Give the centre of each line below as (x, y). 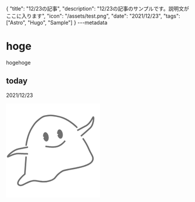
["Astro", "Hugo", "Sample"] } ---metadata (57, 23)
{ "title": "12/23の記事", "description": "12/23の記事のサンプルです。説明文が (97, 9)
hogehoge (18, 62)
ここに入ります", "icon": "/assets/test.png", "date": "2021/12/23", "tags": (93, 16)
